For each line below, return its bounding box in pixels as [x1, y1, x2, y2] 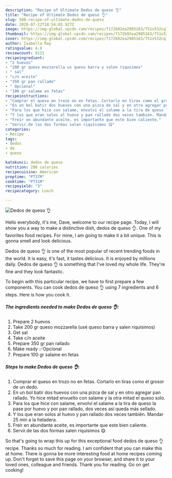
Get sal [12, 329, 28, 335]
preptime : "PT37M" [5, 174, 45, 180]
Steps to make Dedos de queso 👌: [5, 364, 80, 370]
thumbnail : [5, 31, 29, 36]
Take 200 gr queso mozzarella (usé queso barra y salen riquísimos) [12, 324, 155, 330]
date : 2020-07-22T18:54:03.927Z [5, 22, 74, 27]
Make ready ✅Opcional [12, 346, 62, 352]
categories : [5, 127, 31, 132]
